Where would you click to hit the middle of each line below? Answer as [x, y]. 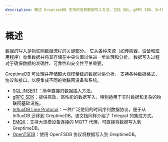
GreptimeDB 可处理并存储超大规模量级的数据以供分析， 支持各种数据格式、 [82, 74]
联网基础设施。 [28, 103]
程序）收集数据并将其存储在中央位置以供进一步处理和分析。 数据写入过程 [84, 57]
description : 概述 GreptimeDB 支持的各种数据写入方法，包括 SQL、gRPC [74, 10]
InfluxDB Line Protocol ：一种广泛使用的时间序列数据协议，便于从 [79, 109]
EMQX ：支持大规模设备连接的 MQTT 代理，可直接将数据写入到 [77, 122]
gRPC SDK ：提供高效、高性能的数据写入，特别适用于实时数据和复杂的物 [87, 97]
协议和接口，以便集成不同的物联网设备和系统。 [53, 80]
